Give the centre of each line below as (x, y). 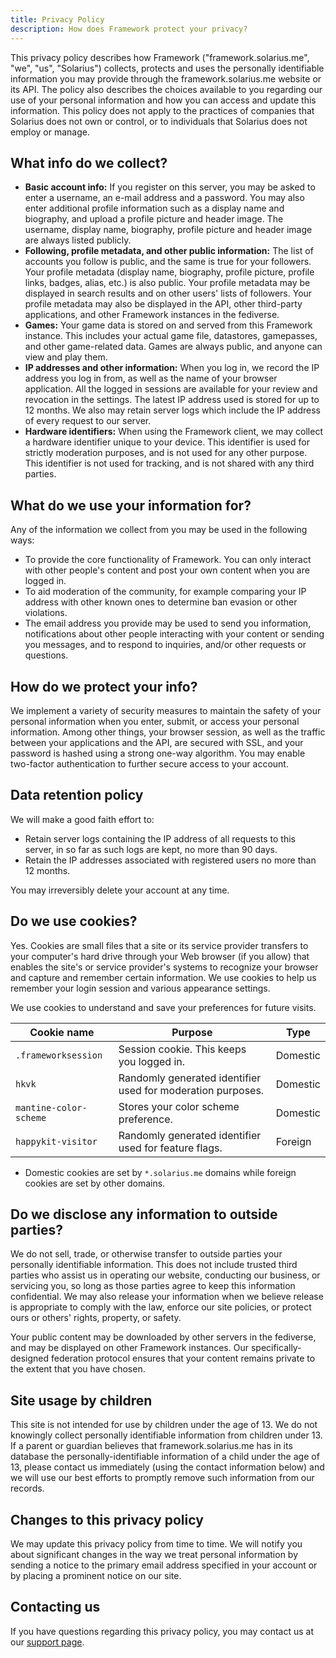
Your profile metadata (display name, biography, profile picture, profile (169, 272)
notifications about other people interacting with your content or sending (174, 634)
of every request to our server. (88, 421)
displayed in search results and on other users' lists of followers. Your (168, 293)
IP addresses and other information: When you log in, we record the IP (172, 368)
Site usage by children (81, 1400)
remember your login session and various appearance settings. (140, 988)
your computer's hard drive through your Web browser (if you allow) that (160, 956)
